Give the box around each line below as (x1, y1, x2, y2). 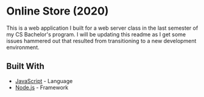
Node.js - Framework (15, 84, 69, 91)
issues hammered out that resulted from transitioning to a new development (6, 37, 197, 44)
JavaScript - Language (15, 77, 73, 84)
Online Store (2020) (6, 4, 109, 18)
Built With (6, 61, 44, 72)
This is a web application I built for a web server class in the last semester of (6, 24, 199, 32)
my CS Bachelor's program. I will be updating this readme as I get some (6, 30, 186, 38)
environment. (6, 44, 40, 51)
